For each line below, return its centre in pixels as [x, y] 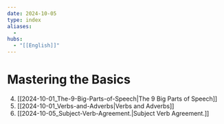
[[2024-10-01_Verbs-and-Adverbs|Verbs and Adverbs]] [96, 106]
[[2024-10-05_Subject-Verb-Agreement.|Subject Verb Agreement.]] [113, 113]
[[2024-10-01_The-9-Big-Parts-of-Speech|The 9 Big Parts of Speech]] [117, 99]
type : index [24, 20]
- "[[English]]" [36, 45]
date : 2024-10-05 [32, 13]
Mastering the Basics [69, 80]
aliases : [20, 26]
